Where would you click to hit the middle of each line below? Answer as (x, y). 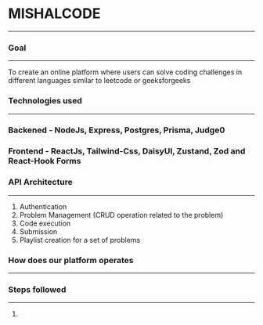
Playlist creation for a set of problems (80, 240)
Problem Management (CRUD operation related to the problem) (121, 215)
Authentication (43, 206)
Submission (38, 231)
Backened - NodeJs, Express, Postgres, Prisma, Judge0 (117, 130)
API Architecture (40, 182)
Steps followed (37, 289)
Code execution (45, 223)
